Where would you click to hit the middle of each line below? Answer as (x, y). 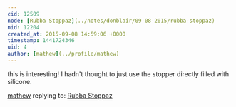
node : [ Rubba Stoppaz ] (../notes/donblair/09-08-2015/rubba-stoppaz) (111, 21)
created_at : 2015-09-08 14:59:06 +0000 (67, 34)
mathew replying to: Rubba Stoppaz (60, 95)
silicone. (20, 81)
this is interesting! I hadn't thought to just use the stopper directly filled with (118, 74)
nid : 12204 (24, 27)
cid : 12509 (24, 14)
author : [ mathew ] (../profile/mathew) (63, 54)
